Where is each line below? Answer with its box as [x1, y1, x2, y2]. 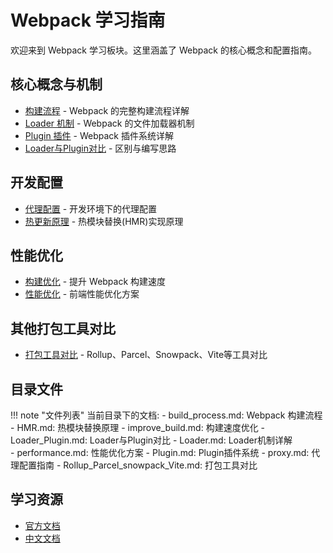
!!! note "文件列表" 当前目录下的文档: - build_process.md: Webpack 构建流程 [10, 409, 323, 421]
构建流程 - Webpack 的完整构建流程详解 [24, 104, 190, 116]
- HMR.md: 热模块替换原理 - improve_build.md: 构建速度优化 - [10, 422, 266, 433]
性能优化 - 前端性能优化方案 [24, 288, 140, 300]
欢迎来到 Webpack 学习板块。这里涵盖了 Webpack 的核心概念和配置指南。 [10, 44, 317, 56]
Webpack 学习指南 [10, 9, 166, 32]
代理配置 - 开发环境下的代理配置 [24, 202, 158, 215]
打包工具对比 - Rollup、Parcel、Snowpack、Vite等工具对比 [24, 349, 268, 361]
